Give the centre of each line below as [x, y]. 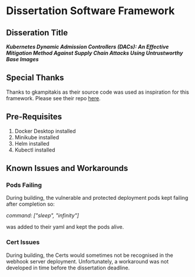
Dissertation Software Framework [90, 11]
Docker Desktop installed [45, 131]
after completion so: [30, 204]
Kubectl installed [35, 150]
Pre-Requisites [34, 117]
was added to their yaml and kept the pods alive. [65, 227]
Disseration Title [37, 33]
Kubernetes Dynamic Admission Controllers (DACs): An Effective [87, 47]
